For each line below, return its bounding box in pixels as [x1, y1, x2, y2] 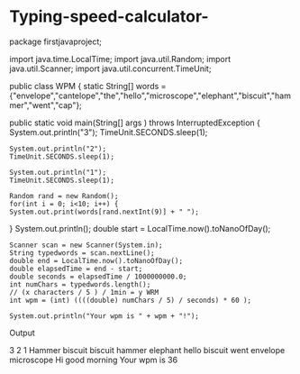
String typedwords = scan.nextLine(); [9, 248, 155, 258]
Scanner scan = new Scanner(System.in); [9, 241, 164, 250]
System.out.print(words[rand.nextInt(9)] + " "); [9, 207, 200, 216]
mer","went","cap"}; [9, 99, 83, 110]
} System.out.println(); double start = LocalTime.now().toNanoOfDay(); [9, 223, 271, 233]
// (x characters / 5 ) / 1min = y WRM [9, 287, 159, 296]
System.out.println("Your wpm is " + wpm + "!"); [9, 311, 200, 321]
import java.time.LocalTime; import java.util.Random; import [9, 53, 232, 64]
